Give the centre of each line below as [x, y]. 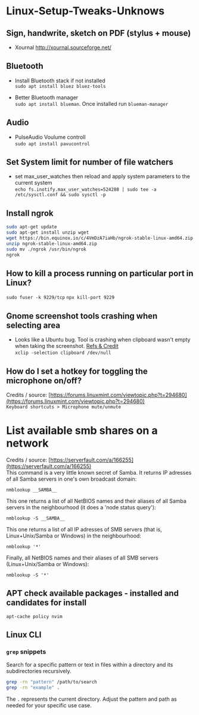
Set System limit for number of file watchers [90, 162]
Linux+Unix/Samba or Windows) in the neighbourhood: [74, 536]
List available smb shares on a [82, 431]
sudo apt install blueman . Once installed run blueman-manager [91, 103]
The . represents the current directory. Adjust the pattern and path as [92, 699]
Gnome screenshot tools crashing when [82, 316]
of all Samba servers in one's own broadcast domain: [71, 479]
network [27, 443]
